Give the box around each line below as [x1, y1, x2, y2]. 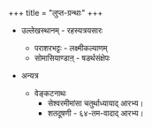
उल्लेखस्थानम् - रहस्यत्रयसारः [20, 26, 103, 35]
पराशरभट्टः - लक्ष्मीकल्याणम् [34, 43, 108, 53]
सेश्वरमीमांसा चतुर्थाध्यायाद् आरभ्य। [47, 98, 144, 109]
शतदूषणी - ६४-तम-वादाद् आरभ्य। [47, 108, 144, 118]
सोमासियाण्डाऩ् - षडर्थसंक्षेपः [34, 53, 110, 63]
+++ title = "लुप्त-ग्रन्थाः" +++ [8, 8, 103, 18]
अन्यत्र [20, 71, 39, 80]
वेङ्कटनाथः [34, 88, 67, 98]
